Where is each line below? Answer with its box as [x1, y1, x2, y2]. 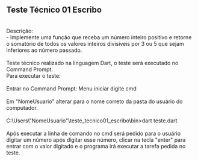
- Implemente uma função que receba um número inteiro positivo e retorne [6, 33, 192, 41]
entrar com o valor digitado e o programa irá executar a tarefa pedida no [6, 142, 186, 150]
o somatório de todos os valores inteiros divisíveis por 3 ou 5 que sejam [6, 40, 185, 47]
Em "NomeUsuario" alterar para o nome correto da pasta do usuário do [6, 98, 183, 105]
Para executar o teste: [6, 72, 61, 79]
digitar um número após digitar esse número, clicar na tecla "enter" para [6, 136, 186, 144]
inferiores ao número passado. [6, 46, 82, 54]
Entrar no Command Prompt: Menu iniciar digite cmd [6, 84, 137, 92]
